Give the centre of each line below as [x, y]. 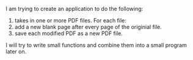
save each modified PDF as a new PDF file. [68, 33]
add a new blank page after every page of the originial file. [88, 27]
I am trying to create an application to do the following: [75, 9]
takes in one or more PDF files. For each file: [70, 20]
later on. [16, 52]
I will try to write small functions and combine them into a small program [96, 45]
